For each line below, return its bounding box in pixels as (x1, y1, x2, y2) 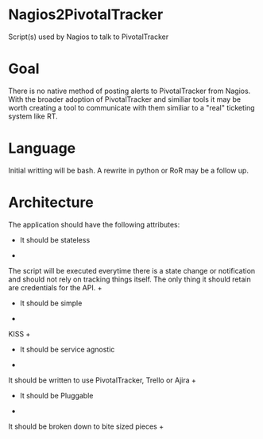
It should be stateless (19, 235, 91, 244)
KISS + (8, 328, 31, 339)
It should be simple (19, 298, 83, 308)
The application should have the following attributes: (8, 219, 180, 229)
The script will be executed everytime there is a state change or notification (8, 266, 256, 275)
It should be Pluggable (19, 390, 94, 400)
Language (8, 139, 76, 157)
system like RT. (8, 111, 58, 121)
